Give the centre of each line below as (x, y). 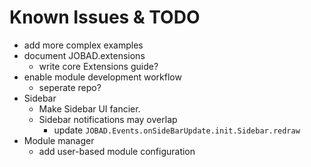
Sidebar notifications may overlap (108, 119)
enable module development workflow (102, 77)
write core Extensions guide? (98, 66)
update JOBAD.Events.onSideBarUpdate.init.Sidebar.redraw (177, 130)
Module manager (59, 140)
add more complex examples (83, 45)
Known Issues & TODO (105, 17)
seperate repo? (70, 87)
